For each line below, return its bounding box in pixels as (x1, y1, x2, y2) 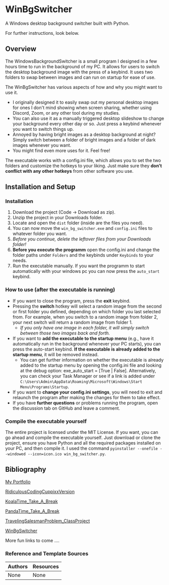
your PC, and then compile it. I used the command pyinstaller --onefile (5, 446, 158, 452)
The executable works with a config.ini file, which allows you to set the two (5, 157, 161, 163)
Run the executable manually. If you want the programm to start (12, 263, 145, 269)
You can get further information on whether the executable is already (20, 357, 164, 363)
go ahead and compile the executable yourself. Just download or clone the (5, 434, 161, 441)
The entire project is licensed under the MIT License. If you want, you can (5, 429, 158, 435)
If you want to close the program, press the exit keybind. (12, 298, 131, 304)
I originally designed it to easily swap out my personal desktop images (12, 99, 159, 105)
